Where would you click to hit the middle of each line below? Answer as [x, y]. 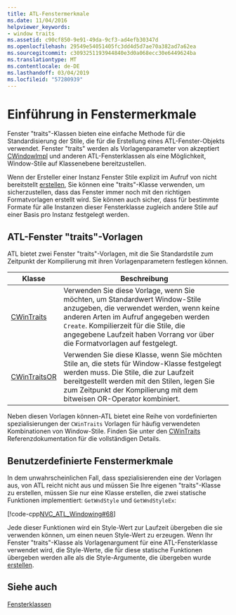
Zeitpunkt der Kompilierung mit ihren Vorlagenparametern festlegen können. [118, 261]
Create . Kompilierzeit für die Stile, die [124, 326]
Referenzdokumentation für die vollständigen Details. [84, 439]
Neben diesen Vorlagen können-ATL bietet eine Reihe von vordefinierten [112, 416]
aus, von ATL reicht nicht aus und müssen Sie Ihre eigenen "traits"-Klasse [114, 485]
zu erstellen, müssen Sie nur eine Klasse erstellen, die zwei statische [107, 492]
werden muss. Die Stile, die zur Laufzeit [129, 373]
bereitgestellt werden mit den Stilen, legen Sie [139, 381]
